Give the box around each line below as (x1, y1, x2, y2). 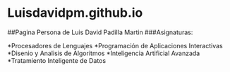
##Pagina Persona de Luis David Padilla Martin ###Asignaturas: (7, 28, 193, 36)
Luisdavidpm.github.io (7, 5, 143, 21)
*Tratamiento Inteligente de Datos (7, 56, 107, 64)
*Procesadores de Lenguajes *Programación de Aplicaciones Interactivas (7, 41, 224, 50)
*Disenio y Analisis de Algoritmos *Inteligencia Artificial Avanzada (7, 49, 200, 57)
